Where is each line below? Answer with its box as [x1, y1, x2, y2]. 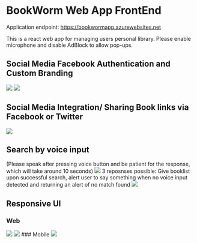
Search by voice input [6, 145, 89, 155]
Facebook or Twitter [6, 112, 83, 122]
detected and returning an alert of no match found [6, 181, 130, 188]
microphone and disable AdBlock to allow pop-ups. [6, 41, 133, 49]
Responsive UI [6, 199, 61, 209]
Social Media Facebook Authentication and [6, 59, 171, 69]
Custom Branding [6, 68, 73, 79]
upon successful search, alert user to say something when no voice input [6, 174, 188, 181]
